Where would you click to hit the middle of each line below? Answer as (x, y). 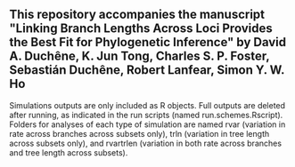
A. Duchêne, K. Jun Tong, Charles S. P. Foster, (139, 56)
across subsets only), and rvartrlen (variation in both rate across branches (146, 143)
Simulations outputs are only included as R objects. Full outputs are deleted (147, 105)
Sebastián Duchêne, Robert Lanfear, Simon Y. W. (147, 70)
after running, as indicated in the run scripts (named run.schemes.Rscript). (146, 115)
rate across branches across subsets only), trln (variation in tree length (139, 133)
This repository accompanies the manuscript (137, 15)
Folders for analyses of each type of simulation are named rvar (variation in (147, 124)
